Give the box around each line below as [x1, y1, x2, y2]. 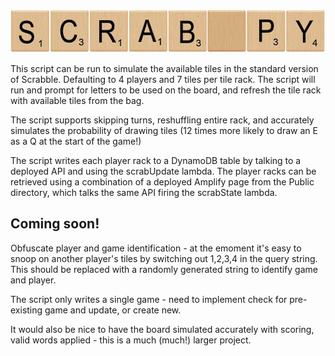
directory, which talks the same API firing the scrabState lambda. [10, 187, 278, 198]
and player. [10, 274, 57, 286]
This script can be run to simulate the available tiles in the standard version [10, 63, 319, 74]
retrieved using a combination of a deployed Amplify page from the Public [10, 176, 315, 188]
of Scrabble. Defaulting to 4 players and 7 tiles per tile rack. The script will [10, 74, 316, 85]
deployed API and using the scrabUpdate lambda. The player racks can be [10, 165, 317, 177]
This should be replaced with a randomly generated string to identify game [10, 263, 318, 275]
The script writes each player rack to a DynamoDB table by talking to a [10, 155, 302, 166]
